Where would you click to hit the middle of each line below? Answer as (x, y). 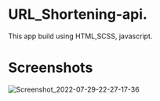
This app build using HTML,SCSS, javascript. (80, 36)
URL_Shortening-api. (78, 14)
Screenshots (51, 68)
